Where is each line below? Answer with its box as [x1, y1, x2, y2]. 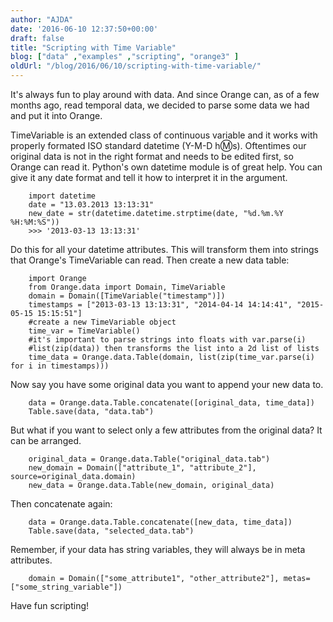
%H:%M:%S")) [10, 217, 60, 227]
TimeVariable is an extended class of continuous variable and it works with [10, 129, 318, 141]
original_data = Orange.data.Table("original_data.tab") [28, 454, 271, 464]
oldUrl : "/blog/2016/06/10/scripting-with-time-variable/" [10, 61, 262, 71]
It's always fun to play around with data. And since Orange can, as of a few [10, 89, 320, 100]
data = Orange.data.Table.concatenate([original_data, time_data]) [28, 398, 315, 408]
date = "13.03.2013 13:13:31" [28, 200, 155, 210]
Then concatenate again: [10, 498, 113, 510]
